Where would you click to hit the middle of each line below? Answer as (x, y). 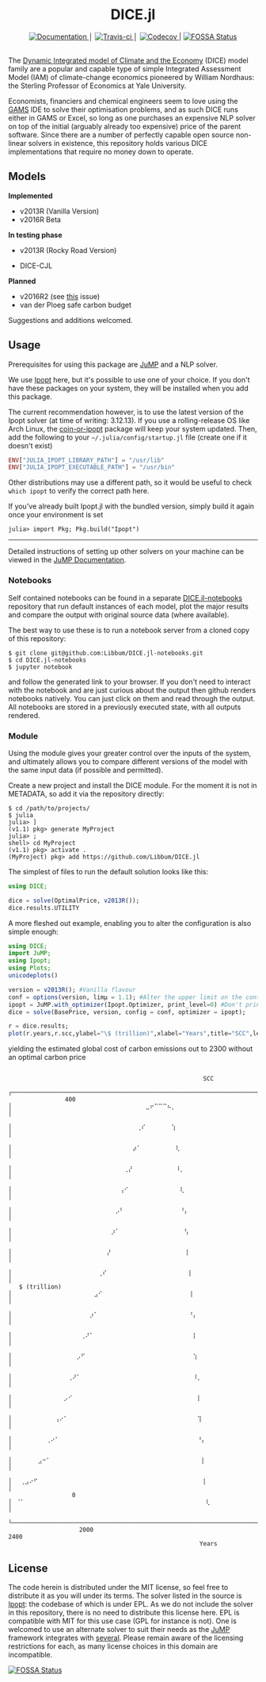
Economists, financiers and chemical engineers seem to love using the (123, 101)
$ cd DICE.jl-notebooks (47, 660)
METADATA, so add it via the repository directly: (86, 793)
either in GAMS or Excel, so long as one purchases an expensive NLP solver (132, 117)
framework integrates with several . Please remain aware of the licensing (126, 1638)
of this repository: (37, 638)
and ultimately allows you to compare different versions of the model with (128, 761)
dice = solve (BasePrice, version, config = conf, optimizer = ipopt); (127, 1012)
